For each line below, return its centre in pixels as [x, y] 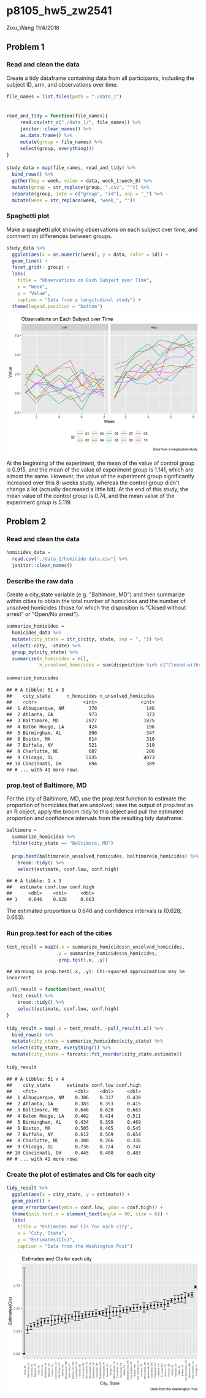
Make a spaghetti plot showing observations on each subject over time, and [102, 229]
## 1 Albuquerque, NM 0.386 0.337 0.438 [74, 1097]
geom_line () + [30, 261]
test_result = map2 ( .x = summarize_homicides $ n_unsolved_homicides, [96, 947]
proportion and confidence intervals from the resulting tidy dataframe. [95, 818]
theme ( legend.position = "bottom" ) [57, 306]
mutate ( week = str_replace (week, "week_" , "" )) [74, 200]
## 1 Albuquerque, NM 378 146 [81, 709]
